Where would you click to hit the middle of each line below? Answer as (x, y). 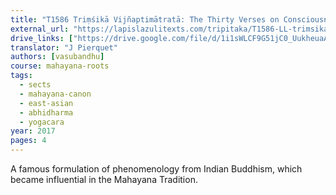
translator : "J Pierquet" (64, 47)
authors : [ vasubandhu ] (57, 57)
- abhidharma (46, 112)
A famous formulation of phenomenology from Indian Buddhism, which (156, 169)
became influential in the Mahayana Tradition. (104, 179)
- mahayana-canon (55, 94)
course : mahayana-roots (60, 66)
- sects (35, 85)
